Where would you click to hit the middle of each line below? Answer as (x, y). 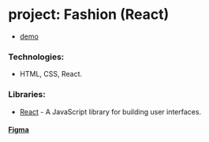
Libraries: (27, 95)
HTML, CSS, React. (51, 74)
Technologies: (36, 57)
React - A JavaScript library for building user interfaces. (110, 111)
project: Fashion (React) (89, 15)
